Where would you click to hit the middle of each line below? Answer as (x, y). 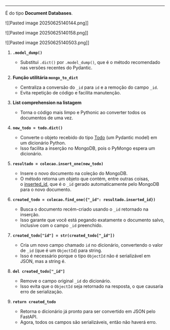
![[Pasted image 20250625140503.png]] (47, 43)
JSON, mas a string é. (43, 261)
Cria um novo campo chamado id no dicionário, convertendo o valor (91, 245)
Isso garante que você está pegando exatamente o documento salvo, (92, 220)
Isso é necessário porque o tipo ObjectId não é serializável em (85, 256)
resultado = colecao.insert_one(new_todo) (58, 164)
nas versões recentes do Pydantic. (56, 68)
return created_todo (34, 302)
